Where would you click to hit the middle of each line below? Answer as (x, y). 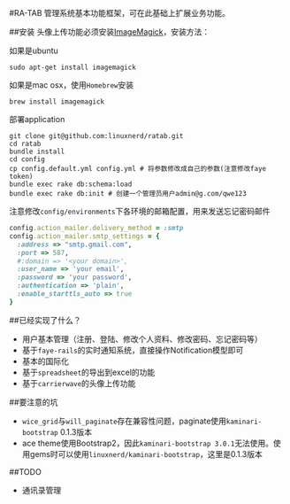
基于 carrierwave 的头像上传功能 (79, 383)
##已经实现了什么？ (45, 320)
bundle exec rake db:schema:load (71, 184)
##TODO (25, 471)
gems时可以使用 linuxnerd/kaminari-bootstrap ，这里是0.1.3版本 (146, 454)
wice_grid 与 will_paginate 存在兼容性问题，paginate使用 (124, 421)
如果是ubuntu (34, 50)
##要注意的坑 (34, 402)
